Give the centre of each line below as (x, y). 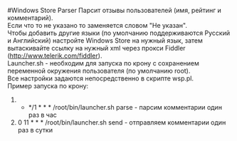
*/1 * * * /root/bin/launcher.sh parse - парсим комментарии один (125, 107)
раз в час (42, 115)
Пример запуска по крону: (48, 86)
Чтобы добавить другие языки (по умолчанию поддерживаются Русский (118, 33)
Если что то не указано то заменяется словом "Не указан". (97, 25)
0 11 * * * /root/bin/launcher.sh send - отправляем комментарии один (122, 122)
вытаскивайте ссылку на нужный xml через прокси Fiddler (97, 48)
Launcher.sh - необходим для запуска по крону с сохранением (103, 63)
